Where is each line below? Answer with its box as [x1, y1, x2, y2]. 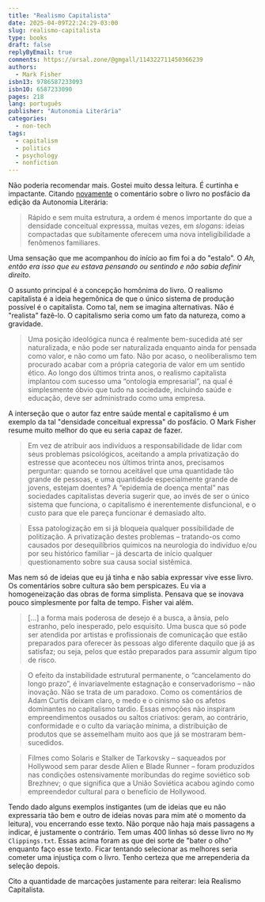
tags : [8, 129, 26, 137]
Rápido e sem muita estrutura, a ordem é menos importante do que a [27, 213, 253, 223]
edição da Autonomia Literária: [8, 197, 108, 207]
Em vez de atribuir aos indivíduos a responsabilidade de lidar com [27, 441, 243, 451]
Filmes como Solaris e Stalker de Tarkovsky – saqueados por [27, 753, 227, 763]
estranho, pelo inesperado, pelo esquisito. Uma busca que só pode [27, 622, 247, 631]
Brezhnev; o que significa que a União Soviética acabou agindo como [27, 778, 255, 788]
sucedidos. [27, 738, 64, 748]
